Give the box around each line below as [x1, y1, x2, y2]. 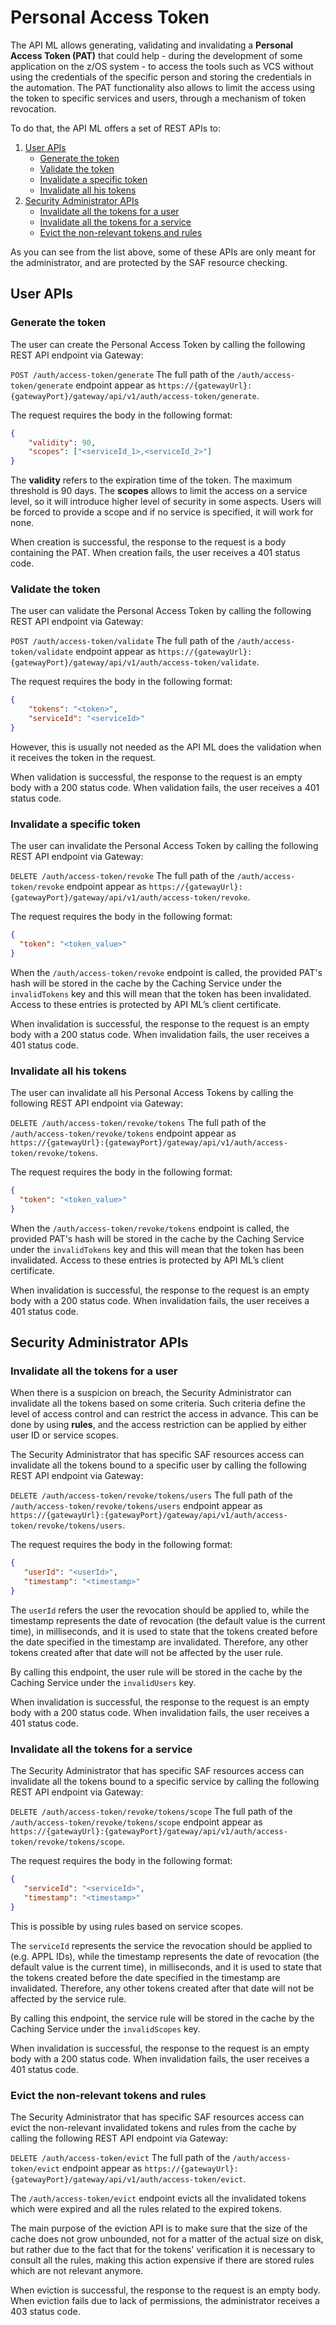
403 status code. [10, 2306, 81, 2318]
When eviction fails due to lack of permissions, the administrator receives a [10, 2295, 320, 2307]
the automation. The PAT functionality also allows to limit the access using [10, 81, 315, 93]
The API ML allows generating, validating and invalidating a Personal [10, 39, 294, 51]
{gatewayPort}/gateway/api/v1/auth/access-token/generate [10, 391, 257, 401]
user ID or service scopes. [10, 1429, 119, 1441]
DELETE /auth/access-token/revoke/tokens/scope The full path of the [10, 1806, 293, 1818]
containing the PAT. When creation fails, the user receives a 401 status [10, 547, 301, 559]
